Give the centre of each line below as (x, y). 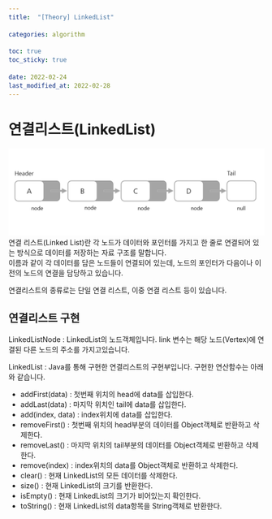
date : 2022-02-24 (38, 77)
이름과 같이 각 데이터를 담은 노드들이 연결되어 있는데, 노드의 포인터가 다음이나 (131, 262)
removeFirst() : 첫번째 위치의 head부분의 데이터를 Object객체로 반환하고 (136, 424)
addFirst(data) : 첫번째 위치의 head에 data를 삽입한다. (107, 394)
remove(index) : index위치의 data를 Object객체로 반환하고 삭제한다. (129, 465)
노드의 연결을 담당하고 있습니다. (73, 273)
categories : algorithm (47, 34)
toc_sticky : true (38, 60)
